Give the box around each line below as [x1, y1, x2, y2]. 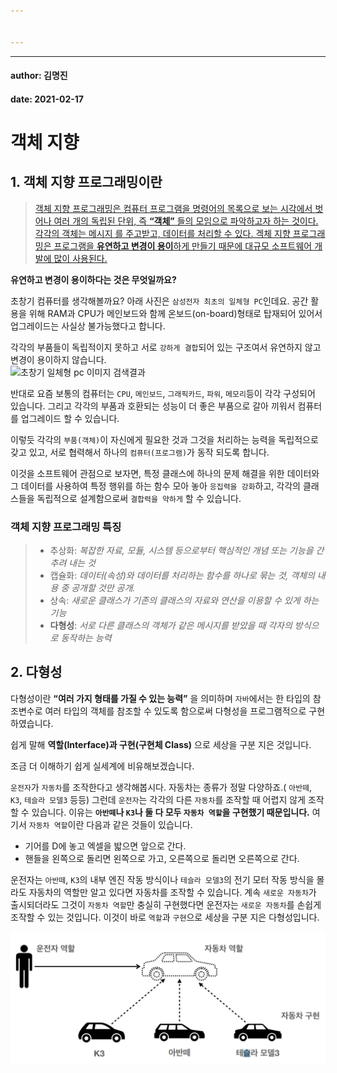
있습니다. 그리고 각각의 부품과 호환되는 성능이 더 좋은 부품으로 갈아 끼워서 [10, 400, 296, 412]
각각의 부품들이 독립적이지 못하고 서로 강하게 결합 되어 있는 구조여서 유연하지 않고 [10, 341, 322, 353]
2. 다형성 [10, 664, 63, 681]
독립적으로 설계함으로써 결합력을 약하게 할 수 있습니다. [36, 492, 242, 504]
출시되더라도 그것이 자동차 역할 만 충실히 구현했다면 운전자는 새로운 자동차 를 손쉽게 [10, 898, 322, 910]
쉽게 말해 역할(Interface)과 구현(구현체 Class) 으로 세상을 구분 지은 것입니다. [10, 738, 312, 750]
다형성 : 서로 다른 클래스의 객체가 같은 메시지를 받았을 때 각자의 [49, 619, 293, 631]
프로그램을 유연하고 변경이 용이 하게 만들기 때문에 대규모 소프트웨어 [53, 240, 313, 252]
